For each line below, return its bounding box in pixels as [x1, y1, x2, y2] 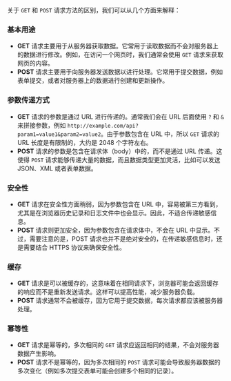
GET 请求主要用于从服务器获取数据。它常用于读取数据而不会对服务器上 [17, 42, 219, 50]
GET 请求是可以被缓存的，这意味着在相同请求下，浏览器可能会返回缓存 [17, 279, 219, 288]
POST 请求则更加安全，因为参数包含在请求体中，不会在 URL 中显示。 [17, 226, 214, 234]
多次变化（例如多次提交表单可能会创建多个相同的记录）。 [17, 367, 178, 375]
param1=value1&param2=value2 [17, 130, 101, 138]
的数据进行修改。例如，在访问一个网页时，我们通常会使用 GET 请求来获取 [17, 50, 224, 59]
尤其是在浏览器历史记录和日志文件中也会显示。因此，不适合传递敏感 [17, 208, 211, 217]
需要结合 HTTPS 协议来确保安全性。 [23, 243, 126, 251]
